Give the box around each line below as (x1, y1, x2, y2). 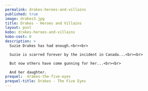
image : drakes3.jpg (5, 16, 45, 21)
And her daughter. (9, 70, 47, 74)
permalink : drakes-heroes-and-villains (5, 7, 86, 12)
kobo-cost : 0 (5, 35, 32, 39)
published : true (5, 12, 38, 17)
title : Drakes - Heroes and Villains (5, 20, 82, 26)
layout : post (5, 25, 32, 30)
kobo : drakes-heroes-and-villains (5, 30, 76, 35)
